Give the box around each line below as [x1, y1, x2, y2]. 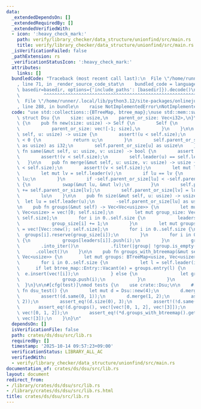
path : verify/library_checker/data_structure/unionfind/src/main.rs [17, 37, 191, 43]
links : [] [17, 70, 42, 76]
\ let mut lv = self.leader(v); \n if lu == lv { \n [17, 170, 184, 177]
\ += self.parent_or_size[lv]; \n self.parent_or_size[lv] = [17, 187, 188, 193]
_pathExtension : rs [11, 53, 60, 59]
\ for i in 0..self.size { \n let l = [17, 260, 160, 266]
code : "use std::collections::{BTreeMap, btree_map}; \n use [11, 109, 162, 115]
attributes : [11, 64, 42, 71]
